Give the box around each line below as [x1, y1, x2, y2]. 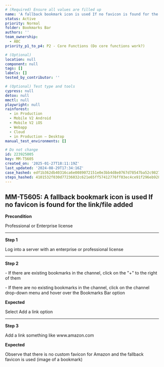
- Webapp [9, 125, 27, 130]
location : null [5, 57, 36, 62]
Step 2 [5, 260, 19, 267]
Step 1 [5, 237, 18, 243]
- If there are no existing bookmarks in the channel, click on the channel [5, 285, 150, 291]
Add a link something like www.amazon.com [5, 332, 94, 338]
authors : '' [5, 30, 29, 35]
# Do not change [5, 147, 38, 152]
